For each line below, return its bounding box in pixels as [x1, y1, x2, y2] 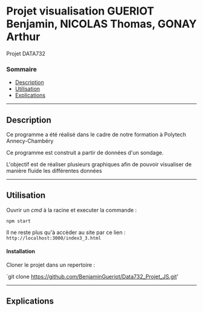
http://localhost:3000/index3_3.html [6, 235, 101, 241]
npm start [6, 218, 31, 224]
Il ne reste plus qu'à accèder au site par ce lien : [6, 229, 126, 236]
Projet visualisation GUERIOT [6, 4, 155, 18]
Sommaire [6, 65, 37, 73]
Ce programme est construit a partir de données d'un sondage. [6, 149, 164, 157]
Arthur [6, 30, 40, 44]
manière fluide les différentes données [6, 167, 103, 175]
